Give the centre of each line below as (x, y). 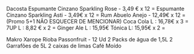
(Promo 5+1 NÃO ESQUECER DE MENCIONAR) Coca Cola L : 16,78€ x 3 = (98, 21)
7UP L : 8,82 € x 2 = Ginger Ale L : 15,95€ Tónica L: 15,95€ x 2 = (86, 28)
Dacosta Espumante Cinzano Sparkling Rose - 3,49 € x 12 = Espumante (95, 9)
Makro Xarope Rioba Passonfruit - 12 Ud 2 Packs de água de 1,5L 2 (90, 39)
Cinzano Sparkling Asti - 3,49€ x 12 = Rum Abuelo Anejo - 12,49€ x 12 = (96, 15)
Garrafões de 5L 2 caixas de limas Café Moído (64, 46)
